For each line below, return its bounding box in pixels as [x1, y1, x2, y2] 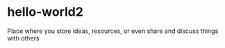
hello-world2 [7, 4, 83, 20]
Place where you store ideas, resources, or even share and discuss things [7, 27, 219, 35]
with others [7, 34, 40, 42]
